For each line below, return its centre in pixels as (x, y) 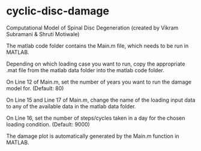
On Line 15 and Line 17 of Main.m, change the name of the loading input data (101, 100)
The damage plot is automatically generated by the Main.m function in (93, 136)
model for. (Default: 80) (35, 88)
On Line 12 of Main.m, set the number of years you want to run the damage (99, 82)
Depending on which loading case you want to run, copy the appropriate (96, 64)
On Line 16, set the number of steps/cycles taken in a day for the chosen (96, 118)
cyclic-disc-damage (58, 11)
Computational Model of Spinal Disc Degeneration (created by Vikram (92, 28)
